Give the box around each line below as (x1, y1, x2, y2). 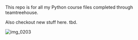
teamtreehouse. (5, 9, 39, 15)
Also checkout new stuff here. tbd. (5, 19, 78, 25)
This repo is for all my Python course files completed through (5, 4, 133, 10)
